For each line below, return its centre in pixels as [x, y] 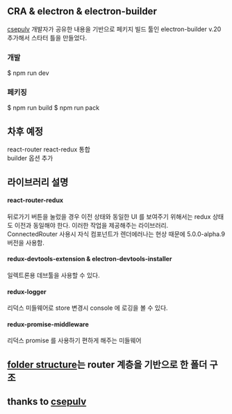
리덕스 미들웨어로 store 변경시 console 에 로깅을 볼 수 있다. [88, 308]
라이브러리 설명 [38, 182]
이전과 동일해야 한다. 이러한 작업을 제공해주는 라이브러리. [91, 225]
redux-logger [27, 292]
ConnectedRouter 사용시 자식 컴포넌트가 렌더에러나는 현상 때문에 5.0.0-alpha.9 [116, 234]
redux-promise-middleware [48, 324]
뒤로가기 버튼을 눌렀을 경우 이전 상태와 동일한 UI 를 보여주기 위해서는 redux [109, 216]
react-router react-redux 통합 [49, 149]
